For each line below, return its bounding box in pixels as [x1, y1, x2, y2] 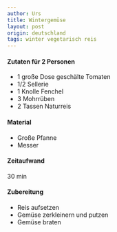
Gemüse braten [17, 217, 62, 226]
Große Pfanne [17, 133, 57, 142]
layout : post [7, 23, 45, 30]
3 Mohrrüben [17, 95, 55, 103]
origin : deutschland [7, 29, 67, 37]
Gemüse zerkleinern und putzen [17, 211, 109, 219]
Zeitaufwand [7, 157, 45, 165]
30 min [7, 172, 28, 180]
